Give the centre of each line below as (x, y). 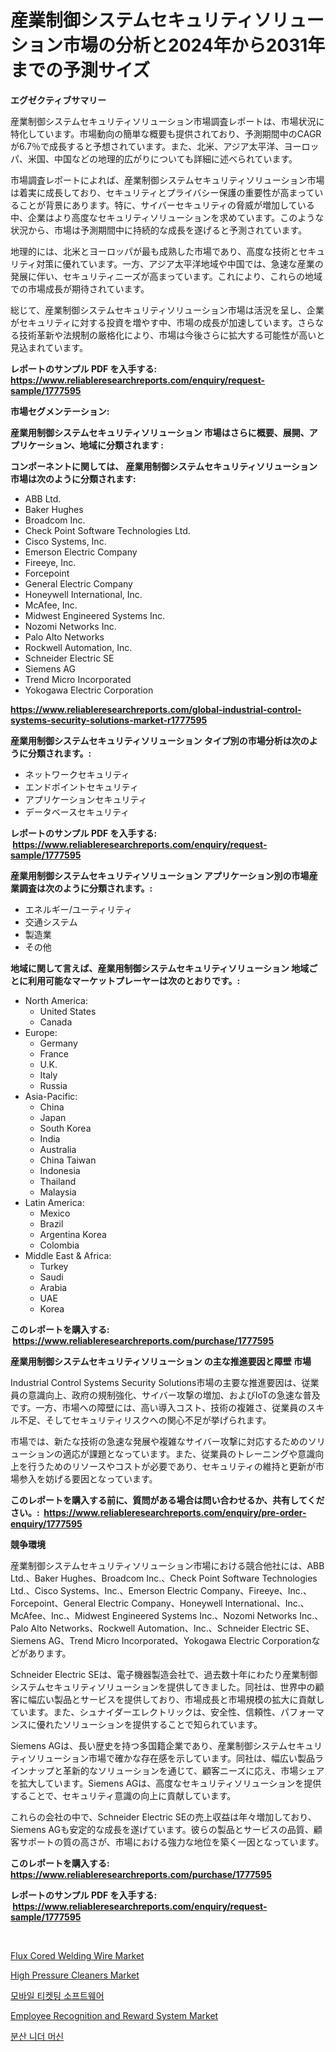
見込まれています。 (49, 347)
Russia (53, 1085)
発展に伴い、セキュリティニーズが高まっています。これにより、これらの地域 (166, 276)
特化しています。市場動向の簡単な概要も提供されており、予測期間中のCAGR (166, 133)
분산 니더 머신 (37, 2036)
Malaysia (58, 1192)
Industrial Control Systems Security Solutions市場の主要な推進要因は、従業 (165, 1382)
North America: (56, 1000)
